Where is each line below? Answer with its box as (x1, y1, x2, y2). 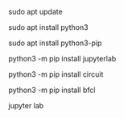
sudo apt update (8, 7, 63, 16)
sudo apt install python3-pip (8, 38, 102, 48)
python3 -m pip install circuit (8, 70, 104, 79)
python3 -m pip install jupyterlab (8, 54, 117, 63)
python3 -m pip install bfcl (8, 85, 96, 95)
